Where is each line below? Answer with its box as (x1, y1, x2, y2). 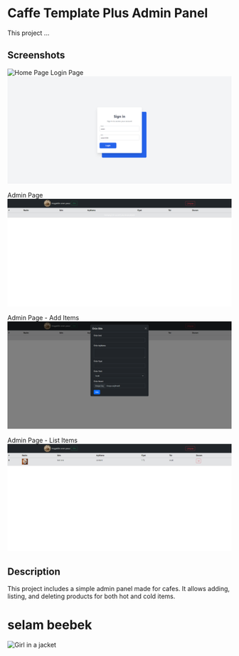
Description (7, 565, 60, 578)
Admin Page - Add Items (7, 314, 80, 322)
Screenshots (7, 49, 65, 61)
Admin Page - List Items (7, 436, 78, 445)
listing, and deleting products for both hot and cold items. (7, 592, 176, 600)
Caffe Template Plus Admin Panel (7, 5, 208, 21)
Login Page (50, 68, 84, 76)
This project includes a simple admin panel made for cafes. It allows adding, (7, 585, 230, 593)
